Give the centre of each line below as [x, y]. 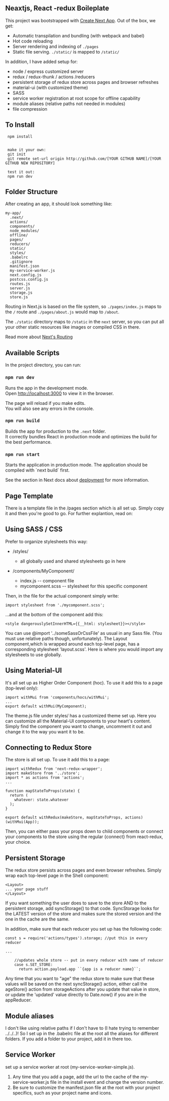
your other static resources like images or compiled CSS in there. [73, 327]
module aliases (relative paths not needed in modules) [69, 104]
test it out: [21, 172]
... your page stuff [27, 889]
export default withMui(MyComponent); [46, 706]
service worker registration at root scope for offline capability [76, 98]
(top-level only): [22, 688]
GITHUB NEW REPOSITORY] [30, 163]
